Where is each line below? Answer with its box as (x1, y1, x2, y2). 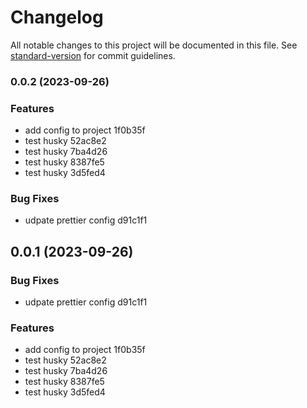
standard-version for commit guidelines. (10, 49, 176, 61)
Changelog (10, 6, 104, 29)
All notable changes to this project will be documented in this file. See (10, 39, 298, 51)
